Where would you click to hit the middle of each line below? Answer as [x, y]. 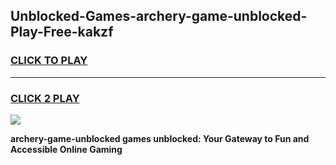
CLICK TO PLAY [49, 61]
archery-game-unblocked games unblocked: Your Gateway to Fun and [160, 138]
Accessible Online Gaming [66, 149]
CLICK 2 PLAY [45, 98]
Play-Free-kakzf [62, 32]
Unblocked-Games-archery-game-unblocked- [159, 16]
